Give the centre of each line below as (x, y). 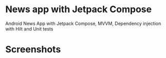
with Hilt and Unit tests (29, 28)
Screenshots (33, 50)
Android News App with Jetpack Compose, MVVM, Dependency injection (83, 23)
